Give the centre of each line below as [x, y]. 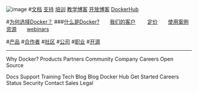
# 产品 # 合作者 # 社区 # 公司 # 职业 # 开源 [53, 42]
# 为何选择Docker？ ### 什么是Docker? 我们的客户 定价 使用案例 [98, 22]
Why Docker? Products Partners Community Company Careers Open [90, 59]
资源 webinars [28, 29]
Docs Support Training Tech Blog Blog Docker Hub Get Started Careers [93, 77]
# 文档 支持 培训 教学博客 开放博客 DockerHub [84, 9]
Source [15, 65]
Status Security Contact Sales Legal [50, 83]
